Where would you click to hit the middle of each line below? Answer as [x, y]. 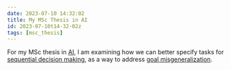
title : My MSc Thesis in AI [48, 20]
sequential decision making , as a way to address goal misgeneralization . [110, 60]
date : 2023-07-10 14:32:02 [46, 13]
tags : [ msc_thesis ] [35, 33]
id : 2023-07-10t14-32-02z [44, 26]
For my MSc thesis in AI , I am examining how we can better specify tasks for [115, 52]
